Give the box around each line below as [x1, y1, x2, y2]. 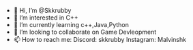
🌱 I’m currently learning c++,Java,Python [13, 21, 130, 28]
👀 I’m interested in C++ [13, 14, 78, 22]
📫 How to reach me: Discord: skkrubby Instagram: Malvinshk [13, 36, 186, 43]
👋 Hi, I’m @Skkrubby [13, 7, 72, 14]
